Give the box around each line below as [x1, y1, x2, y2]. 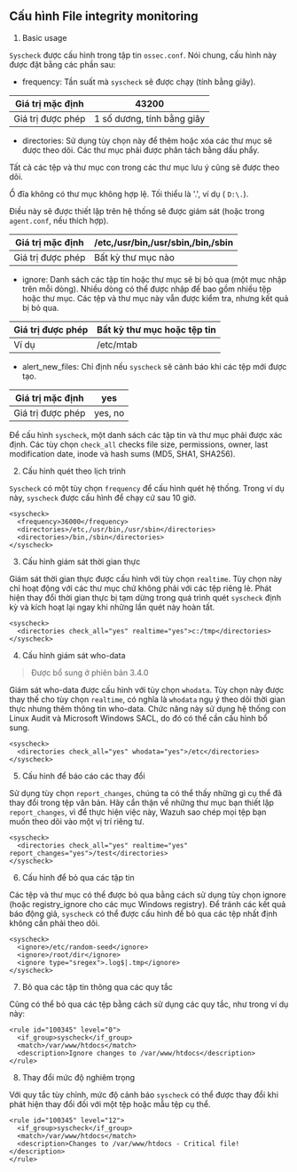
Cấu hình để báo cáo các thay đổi [21, 770, 145, 781]
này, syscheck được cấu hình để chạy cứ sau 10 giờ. [9, 492, 197, 503]
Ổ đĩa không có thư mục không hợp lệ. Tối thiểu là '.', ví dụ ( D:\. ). [9, 188, 249, 199]
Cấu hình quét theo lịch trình [21, 466, 127, 476]
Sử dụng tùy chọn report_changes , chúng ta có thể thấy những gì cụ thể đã [9, 787, 282, 798]
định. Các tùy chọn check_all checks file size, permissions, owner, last [9, 439, 269, 450]
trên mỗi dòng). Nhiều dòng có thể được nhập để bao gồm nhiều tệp [21, 283, 272, 294]
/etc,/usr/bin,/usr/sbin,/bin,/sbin [94, 236, 233, 249]
